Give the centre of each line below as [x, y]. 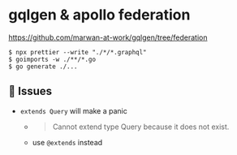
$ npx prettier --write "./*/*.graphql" [78, 52]
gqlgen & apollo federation [99, 15]
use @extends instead [67, 142]
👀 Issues [30, 91]
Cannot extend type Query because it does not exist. [141, 127]
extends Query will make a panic [74, 110]
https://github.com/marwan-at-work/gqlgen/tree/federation [108, 37]
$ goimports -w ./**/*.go [52, 59]
